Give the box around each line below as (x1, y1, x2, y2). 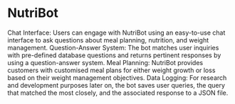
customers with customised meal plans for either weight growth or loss (7, 66, 216, 74)
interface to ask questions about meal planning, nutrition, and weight (7, 35, 209, 44)
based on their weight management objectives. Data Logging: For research (7, 73, 227, 82)
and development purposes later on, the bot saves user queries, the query (7, 81, 226, 89)
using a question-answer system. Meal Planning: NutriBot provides (7, 58, 204, 67)
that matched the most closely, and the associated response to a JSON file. (7, 88, 229, 97)
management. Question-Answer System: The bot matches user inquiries (7, 43, 219, 52)
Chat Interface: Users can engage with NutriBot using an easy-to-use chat (7, 28, 226, 37)
